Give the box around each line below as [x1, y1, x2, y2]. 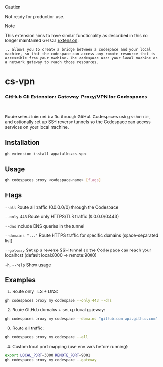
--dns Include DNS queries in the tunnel [5, 223, 85, 229]
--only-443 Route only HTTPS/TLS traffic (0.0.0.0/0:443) [5, 213, 119, 219]
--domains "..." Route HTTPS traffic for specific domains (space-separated [5, 232, 159, 238]
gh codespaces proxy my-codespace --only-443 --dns [5, 298, 112, 303]
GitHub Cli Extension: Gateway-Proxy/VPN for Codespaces [5, 94, 147, 100]
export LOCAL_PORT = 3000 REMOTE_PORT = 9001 [5, 353, 91, 358]
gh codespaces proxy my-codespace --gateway [5, 357, 97, 362]
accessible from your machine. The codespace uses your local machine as [5, 56, 158, 60]
